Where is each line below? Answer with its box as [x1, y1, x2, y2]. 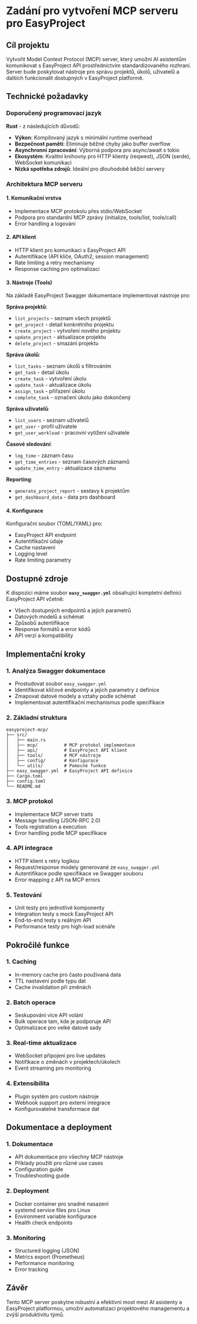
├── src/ [6, 732, 28, 738]
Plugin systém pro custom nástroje [14, 1093, 99, 1100]
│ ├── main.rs [6, 737, 46, 743]
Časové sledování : [6, 440, 52, 448]
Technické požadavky [6, 91, 89, 101]
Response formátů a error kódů [14, 626, 91, 633]
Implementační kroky [6, 649, 86, 659]
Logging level [14, 550, 48, 558]
